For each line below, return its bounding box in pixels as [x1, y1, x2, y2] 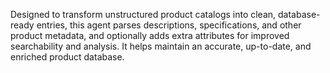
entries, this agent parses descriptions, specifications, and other [36, 19, 302, 31]
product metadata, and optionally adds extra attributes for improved [10, 30, 290, 41]
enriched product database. [10, 51, 125, 63]
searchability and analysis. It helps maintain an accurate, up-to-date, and [10, 40, 312, 52]
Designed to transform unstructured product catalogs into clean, [10, 9, 277, 20]
